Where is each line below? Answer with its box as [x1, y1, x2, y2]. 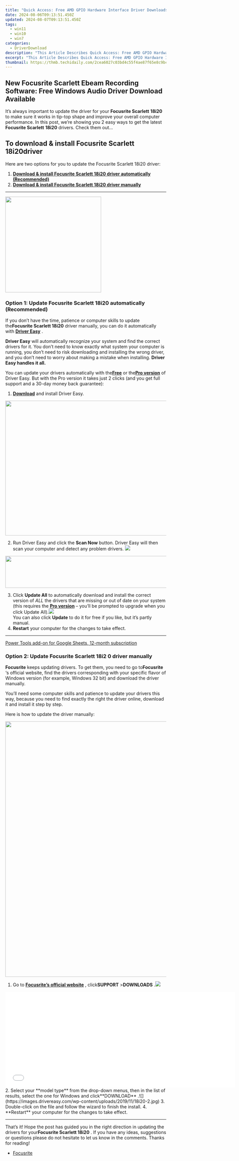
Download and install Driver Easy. [12, 390, 84, 397]
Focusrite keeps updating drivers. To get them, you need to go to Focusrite [5, 664, 163, 670]
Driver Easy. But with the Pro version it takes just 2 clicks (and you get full [5, 375, 160, 381]
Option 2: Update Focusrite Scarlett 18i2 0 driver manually [5, 653, 152, 660]
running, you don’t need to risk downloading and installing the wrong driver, [5, 349, 164, 355]
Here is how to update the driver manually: [5, 711, 95, 717]
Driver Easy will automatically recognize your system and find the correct [5, 338, 160, 344]
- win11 [10, 27, 27, 32]
